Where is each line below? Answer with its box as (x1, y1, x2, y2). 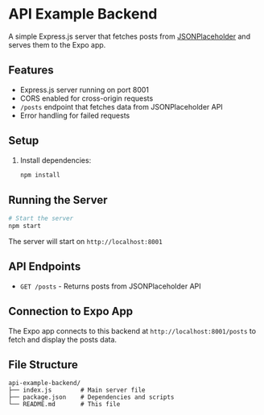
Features (8, 64, 54, 77)
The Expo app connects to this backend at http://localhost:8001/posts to (8, 326, 256, 335)
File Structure (8, 358, 78, 371)
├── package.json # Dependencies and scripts (8, 393, 175, 401)
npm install (19, 171, 60, 179)
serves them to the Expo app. (8, 39, 106, 49)
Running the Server (8, 193, 108, 206)
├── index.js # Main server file (8, 386, 146, 395)
